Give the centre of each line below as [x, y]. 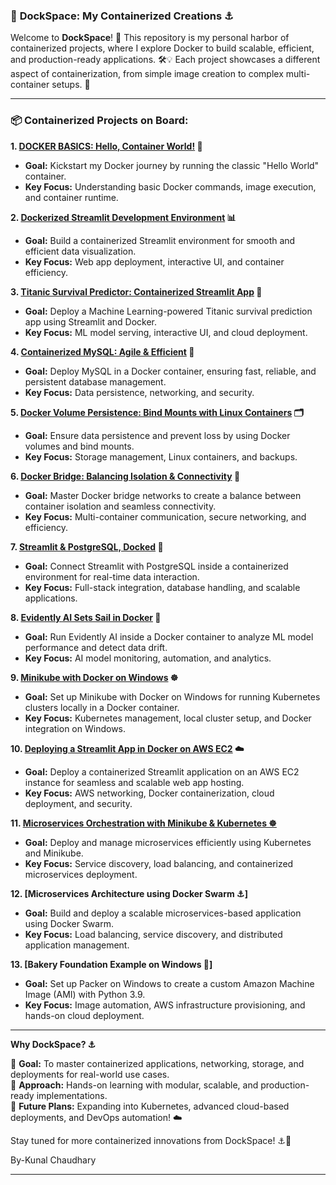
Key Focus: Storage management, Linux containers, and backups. [161, 456]
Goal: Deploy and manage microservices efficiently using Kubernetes [168, 842]
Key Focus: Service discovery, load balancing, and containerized [159, 863]
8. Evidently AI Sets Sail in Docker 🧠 [86, 617]
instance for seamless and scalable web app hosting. [134, 782]
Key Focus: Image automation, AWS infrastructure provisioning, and [165, 1005]
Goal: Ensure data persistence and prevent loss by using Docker [157, 435]
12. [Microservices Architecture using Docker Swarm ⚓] [129, 893]
